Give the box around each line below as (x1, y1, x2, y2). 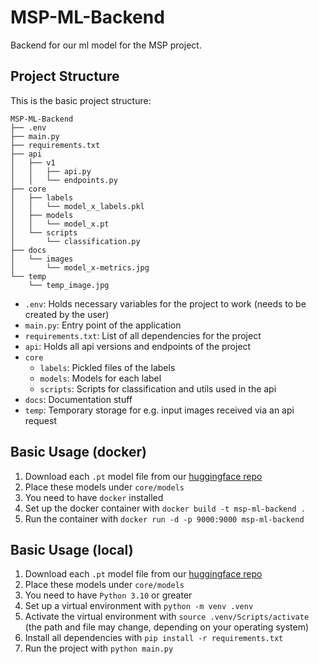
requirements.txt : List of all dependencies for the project (24, 329, 262, 341)
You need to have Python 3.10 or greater (24, 589, 193, 601)
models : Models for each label (39, 372, 162, 384)
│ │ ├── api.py (10, 166, 92, 176)
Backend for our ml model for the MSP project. (10, 39, 202, 51)
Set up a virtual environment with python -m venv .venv (24, 600, 254, 612)
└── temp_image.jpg (28, 280, 110, 290)
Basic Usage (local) (10, 541, 134, 558)
